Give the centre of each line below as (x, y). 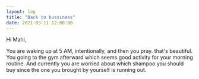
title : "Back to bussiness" (41, 17)
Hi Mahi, (16, 40)
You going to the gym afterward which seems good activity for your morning (99, 58)
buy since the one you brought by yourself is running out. (76, 70)
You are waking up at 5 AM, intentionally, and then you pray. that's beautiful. (99, 51)
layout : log (21, 12)
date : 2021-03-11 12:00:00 (40, 23)
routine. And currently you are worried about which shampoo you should (95, 64)
